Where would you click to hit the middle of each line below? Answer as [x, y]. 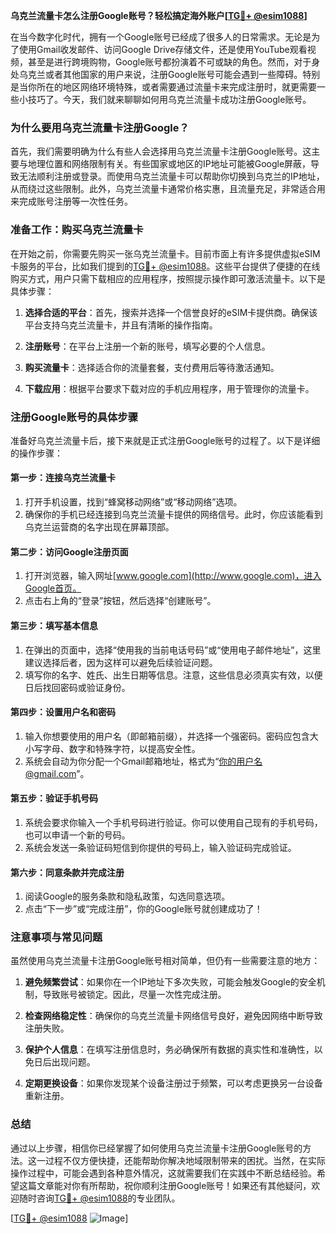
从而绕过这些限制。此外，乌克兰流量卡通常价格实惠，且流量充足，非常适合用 [168, 189]
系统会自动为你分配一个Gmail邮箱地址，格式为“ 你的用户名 [143, 761]
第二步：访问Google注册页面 [69, 551]
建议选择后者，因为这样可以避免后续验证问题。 [121, 662]
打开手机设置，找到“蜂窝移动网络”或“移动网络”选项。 [133, 502]
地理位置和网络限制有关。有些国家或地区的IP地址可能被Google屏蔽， [169, 164]
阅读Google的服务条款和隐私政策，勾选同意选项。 [127, 896]
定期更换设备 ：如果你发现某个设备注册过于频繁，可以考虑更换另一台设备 [173, 1083]
